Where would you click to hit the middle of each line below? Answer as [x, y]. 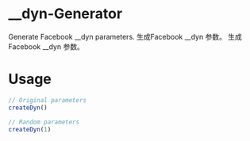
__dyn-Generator [65, 14]
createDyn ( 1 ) [30, 129]
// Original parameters [48, 100]
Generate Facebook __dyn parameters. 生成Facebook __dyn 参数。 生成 [125, 36]
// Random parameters [44, 122]
